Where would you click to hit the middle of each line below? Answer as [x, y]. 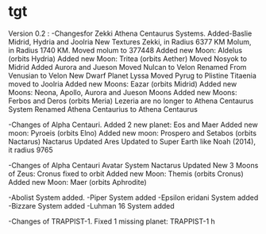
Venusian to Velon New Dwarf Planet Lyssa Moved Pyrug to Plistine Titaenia [132, 75]
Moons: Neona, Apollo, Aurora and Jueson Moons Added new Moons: [123, 92]
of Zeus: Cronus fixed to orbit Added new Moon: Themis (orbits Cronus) [126, 174]
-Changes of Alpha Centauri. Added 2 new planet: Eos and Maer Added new [133, 125]
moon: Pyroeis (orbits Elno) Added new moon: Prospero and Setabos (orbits [132, 132]
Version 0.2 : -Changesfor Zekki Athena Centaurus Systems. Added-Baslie [130, 33]
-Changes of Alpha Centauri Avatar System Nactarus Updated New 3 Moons [133, 165]
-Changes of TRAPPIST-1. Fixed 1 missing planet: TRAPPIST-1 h [112, 221]
